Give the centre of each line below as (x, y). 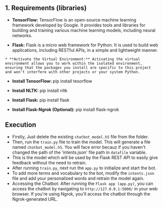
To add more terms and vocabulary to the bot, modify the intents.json (83, 173)
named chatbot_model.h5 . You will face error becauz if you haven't (79, 147)
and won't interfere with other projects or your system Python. (72, 72)
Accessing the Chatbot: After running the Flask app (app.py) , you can (82, 184)
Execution (21, 125)
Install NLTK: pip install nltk (40, 91)
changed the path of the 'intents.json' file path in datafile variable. (79, 152)
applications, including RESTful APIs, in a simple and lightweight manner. (85, 50)
